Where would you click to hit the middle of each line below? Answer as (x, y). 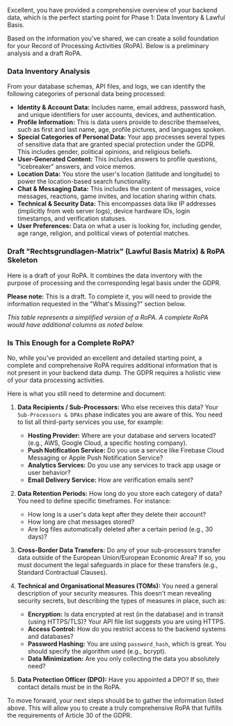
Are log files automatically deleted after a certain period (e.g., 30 (120, 529)
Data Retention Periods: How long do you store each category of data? (120, 493)
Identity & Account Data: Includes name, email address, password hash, (121, 107)
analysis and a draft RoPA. (45, 53)
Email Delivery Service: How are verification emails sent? (110, 480)
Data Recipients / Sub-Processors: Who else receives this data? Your (118, 407)
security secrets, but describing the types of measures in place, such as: (122, 600)
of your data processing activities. (56, 380)
